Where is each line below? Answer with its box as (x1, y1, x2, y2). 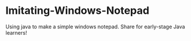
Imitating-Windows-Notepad (5, 4, 150, 17)
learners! (5, 29, 28, 36)
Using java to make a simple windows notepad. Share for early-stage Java (5, 23, 186, 30)
